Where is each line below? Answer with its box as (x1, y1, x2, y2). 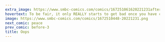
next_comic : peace (5, 20, 43, 26)
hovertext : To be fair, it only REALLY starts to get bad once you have (5, 12, 157, 16)
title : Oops (5, 29, 29, 34)
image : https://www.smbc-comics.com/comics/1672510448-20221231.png (5, 16, 148, 21)
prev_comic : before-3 (5, 25, 50, 30)
